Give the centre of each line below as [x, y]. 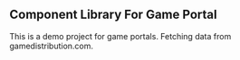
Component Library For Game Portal [113, 15]
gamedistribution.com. [51, 46]
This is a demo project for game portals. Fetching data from [120, 36]
